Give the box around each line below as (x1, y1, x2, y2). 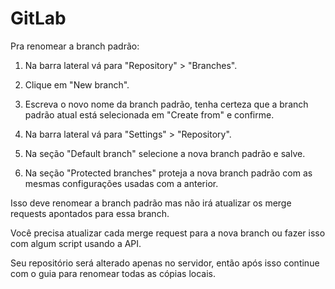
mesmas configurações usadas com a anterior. (24, 177, 219, 189)
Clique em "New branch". (24, 78, 130, 91)
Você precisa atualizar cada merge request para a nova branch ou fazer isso (10, 227, 326, 239)
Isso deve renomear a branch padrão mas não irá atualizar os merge (10, 197, 292, 209)
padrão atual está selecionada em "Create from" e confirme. (24, 108, 275, 121)
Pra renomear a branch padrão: (10, 40, 140, 52)
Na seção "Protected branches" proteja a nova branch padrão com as (24, 167, 313, 179)
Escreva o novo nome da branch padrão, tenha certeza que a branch (24, 98, 309, 110)
